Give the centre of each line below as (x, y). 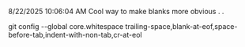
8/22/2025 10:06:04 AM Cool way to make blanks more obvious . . (116, 11)
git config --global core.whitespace (66, 26)
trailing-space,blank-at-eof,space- (181, 26)
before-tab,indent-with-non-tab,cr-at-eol (75, 35)
